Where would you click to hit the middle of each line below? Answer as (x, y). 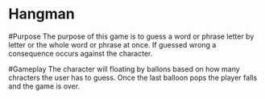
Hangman (41, 14)
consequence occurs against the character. (81, 53)
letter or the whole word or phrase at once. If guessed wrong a (112, 44)
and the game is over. (44, 86)
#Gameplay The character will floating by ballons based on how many (124, 68)
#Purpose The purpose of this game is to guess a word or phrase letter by (131, 36)
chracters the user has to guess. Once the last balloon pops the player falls (133, 77)
